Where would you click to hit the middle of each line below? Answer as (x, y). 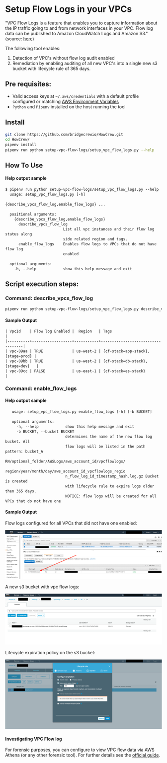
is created (16, 481)
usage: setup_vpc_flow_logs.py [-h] (47, 194)
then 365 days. (21, 491)
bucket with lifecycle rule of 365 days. (51, 69)
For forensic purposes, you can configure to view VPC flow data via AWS (80, 750)
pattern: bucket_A (24, 451)
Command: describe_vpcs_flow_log (49, 298)
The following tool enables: (33, 48)
